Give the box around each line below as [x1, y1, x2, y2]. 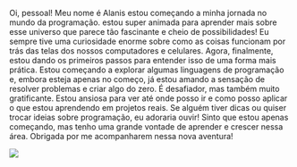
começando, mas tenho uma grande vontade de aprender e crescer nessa [9, 121, 284, 132]
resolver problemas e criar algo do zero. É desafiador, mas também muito [9, 84, 280, 94]
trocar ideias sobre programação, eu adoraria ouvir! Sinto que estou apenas [9, 112, 289, 122]
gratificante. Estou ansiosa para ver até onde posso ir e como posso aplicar [9, 93, 288, 104]
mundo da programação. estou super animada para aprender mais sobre [9, 17, 277, 28]
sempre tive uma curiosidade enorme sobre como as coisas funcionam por [9, 36, 286, 46]
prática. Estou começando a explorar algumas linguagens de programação [9, 64, 284, 75]
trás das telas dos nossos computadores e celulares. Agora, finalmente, [9, 46, 274, 56]
